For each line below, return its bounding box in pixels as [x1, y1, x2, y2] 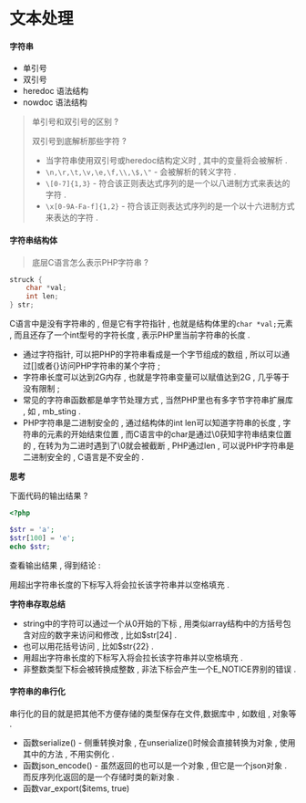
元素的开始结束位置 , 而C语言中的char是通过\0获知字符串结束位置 [46, 429, 292, 440]
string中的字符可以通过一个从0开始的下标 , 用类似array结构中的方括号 [22, 618, 284, 629]
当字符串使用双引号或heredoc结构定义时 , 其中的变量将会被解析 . [45, 155, 289, 166]
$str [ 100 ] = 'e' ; [9, 533, 76, 543]
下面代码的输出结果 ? [9, 490, 88, 502]
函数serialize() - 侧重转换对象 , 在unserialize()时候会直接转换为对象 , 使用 [22, 736, 296, 748]
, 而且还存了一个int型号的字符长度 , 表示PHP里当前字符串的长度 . [9, 329, 250, 340]
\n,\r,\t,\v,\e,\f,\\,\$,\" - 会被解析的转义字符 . [45, 166, 237, 178]
